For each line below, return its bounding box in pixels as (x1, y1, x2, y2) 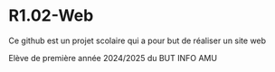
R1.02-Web (8, 5, 94, 26)
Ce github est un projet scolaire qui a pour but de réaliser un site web (8, 35, 267, 46)
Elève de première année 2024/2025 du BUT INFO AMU (8, 52, 218, 63)
